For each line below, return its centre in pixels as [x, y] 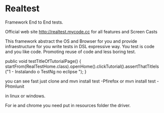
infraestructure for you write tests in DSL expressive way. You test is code [80, 46]
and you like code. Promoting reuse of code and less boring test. [70, 52]
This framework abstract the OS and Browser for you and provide [71, 41]
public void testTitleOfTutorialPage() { [43, 61]
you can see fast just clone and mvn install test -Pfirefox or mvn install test [81, 81]
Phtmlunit [15, 86]
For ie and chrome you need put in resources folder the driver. [68, 105]
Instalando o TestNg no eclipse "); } [51, 71]
